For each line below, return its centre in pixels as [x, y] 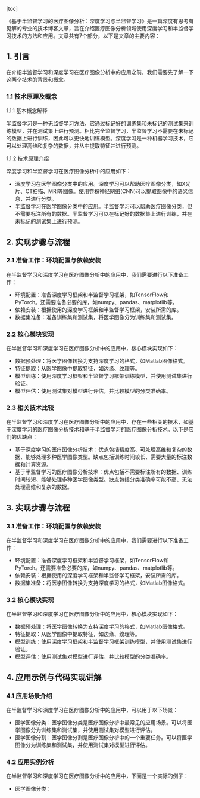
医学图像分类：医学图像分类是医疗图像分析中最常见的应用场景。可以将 [101, 723]
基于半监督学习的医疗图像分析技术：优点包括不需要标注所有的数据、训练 [103, 472]
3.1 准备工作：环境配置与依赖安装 [54, 526]
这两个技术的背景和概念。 [37, 80]
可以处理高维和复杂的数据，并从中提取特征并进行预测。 [74, 146]
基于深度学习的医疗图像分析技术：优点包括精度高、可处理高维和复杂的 [101, 450]
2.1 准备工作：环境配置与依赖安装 [54, 261]
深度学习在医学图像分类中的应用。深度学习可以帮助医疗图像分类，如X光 [103, 184]
